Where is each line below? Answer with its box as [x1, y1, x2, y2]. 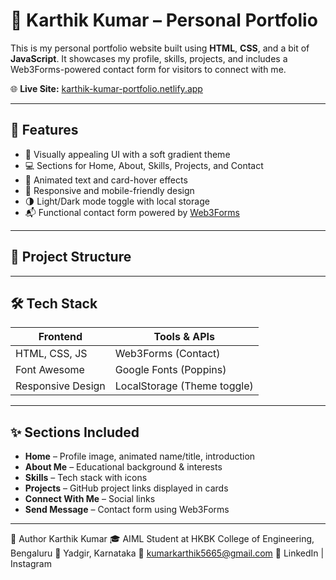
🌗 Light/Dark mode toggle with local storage [24, 195, 210, 207]
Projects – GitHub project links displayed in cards [24, 482, 229, 494]
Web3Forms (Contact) [114, 347, 221, 361]
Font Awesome [15, 363, 85, 377]
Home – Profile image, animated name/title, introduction [24, 450, 256, 463]
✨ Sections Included [10, 424, 140, 441]
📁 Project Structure [10, 249, 132, 266]
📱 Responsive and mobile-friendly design [24, 184, 195, 196]
